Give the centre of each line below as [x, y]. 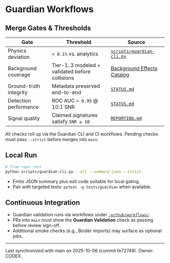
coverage [19, 75]
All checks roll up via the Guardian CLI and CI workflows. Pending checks [82, 134]
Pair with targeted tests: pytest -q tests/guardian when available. [82, 187]
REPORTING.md [126, 118]
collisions [63, 78]
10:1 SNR [63, 107]
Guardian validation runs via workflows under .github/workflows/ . [81, 215]
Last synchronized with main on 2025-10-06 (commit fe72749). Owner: [79, 251]
